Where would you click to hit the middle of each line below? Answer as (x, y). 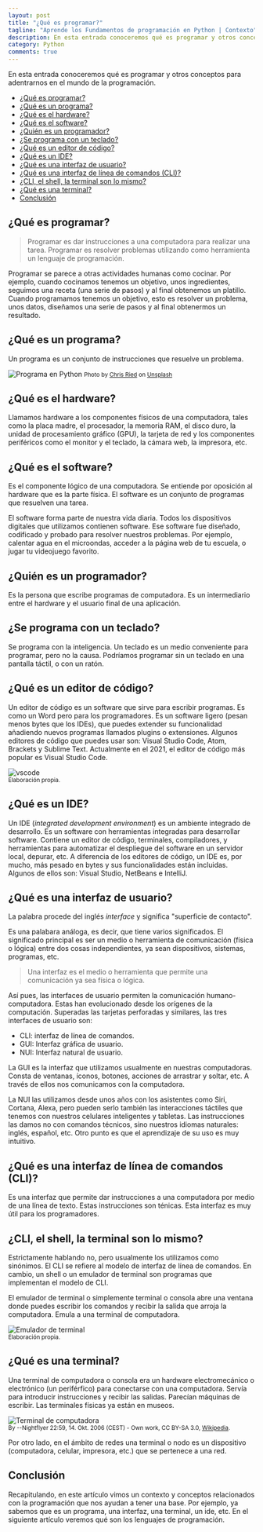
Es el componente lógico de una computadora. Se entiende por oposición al (130, 486)
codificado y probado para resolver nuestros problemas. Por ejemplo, (121, 535)
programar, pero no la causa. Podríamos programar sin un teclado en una (126, 655)
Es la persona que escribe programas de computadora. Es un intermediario (129, 595)
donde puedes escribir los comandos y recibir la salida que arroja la (117, 1306)
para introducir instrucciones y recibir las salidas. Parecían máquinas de (124, 1397)
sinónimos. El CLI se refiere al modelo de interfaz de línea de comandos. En (130, 1266)
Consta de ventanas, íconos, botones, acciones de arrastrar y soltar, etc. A (129, 1076)
